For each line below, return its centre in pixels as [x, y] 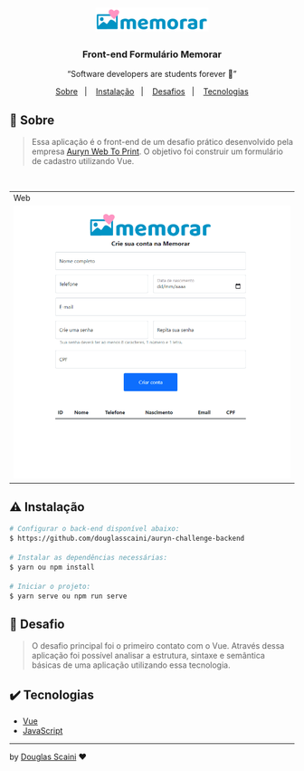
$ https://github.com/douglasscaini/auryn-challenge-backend [127, 539]
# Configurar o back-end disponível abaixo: [95, 529]
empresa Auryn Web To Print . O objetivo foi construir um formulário [157, 151]
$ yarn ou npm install [52, 567]
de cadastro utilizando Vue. [83, 161]
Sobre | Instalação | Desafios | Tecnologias [152, 92]
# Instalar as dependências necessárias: [89, 558]
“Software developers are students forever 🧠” [152, 74]
